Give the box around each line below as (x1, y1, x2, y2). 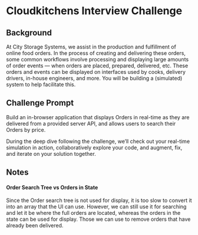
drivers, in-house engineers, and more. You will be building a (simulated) (6, 75, 183, 81)
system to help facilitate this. (6, 81, 76, 88)
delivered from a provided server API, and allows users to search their (6, 120, 176, 127)
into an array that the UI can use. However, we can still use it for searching (6, 203, 187, 210)
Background (6, 28, 52, 38)
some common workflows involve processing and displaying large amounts (6, 56, 189, 63)
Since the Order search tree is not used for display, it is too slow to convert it (6, 197, 192, 204)
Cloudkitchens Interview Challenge (6, 4, 183, 18)
